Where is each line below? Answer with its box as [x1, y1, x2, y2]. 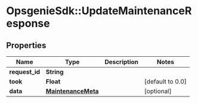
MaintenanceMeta [45, 87, 99, 95]
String [45, 68, 64, 76]
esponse [6, 17, 50, 30]
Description [104, 58, 139, 66]
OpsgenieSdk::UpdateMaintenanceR [6, 4, 192, 18]
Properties [6, 40, 47, 50]
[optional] [144, 87, 172, 95]
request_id [9, 68, 41, 76]
